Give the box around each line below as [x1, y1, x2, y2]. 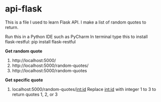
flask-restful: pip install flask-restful [5, 38, 76, 44]
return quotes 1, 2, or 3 [12, 91, 58, 97]
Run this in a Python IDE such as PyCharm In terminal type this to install [5, 34, 148, 39]
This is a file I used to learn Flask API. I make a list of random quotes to [5, 19, 146, 25]
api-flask [5, 3, 42, 14]
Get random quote [5, 48, 43, 54]
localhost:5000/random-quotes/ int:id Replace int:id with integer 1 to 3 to [12, 86, 156, 92]
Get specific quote [5, 77, 43, 83]
